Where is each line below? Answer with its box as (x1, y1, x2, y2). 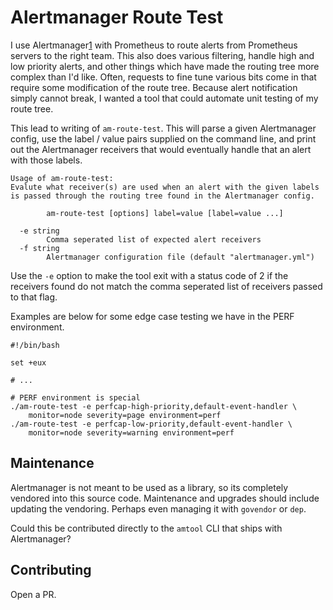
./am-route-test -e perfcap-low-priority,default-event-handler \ (10, 419, 293, 429)
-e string (19, 226, 60, 236)
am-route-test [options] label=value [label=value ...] (46, 208, 284, 218)
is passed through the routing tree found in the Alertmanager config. (10, 191, 315, 201)
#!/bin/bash (10, 340, 60, 350)
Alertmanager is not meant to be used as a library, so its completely (10, 481, 289, 493)
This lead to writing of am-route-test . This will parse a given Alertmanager (10, 122, 317, 134)
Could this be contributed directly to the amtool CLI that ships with (10, 522, 283, 534)
